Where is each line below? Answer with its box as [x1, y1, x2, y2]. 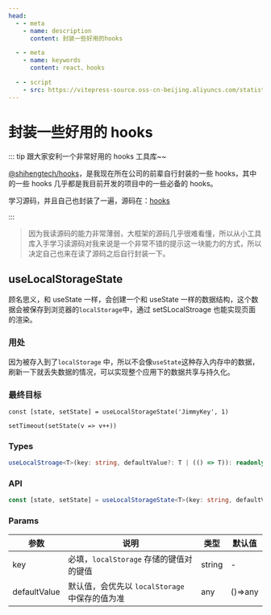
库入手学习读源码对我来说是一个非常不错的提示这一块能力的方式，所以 [27, 239, 262, 248]
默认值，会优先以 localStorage [68, 580, 185, 592]
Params [8, 515, 39, 526]
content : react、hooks [29, 64, 105, 73]
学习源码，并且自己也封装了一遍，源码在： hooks [8, 195, 171, 206]
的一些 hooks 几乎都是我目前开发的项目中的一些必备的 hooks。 [8, 178, 218, 188]
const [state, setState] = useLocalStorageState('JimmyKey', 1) [8, 408, 229, 416]
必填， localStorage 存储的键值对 [68, 553, 193, 564]
